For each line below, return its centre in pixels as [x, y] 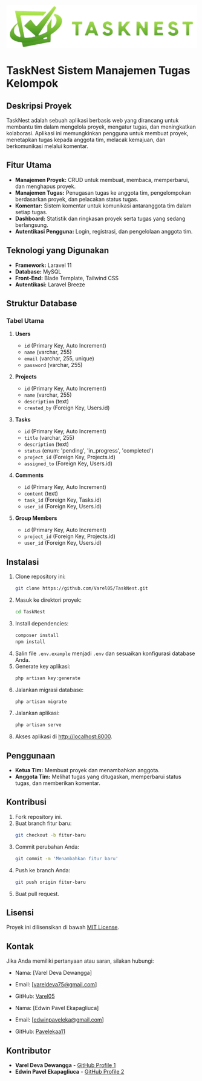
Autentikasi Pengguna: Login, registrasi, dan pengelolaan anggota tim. [104, 231]
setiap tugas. [31, 212]
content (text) [41, 494]
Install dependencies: [42, 623]
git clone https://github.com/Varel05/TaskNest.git [81, 588]
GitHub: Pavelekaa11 [40, 1032]
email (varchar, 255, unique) [59, 359]
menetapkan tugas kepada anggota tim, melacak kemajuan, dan [86, 140]
